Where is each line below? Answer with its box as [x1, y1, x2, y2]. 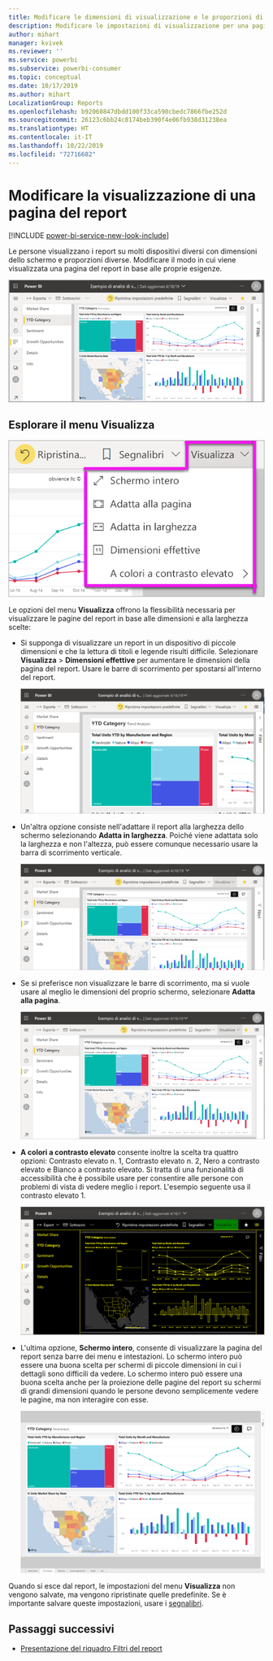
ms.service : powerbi [8, 56, 79, 64]
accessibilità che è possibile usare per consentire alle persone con [19, 1173, 244, 1183]
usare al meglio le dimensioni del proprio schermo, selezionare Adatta [19, 987, 256, 997]
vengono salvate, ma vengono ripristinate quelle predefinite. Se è [8, 1589, 227, 1600]
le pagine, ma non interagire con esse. [19, 1394, 149, 1404]
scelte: [8, 622, 31, 632]
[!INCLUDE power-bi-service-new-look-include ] [8, 230, 169, 240]
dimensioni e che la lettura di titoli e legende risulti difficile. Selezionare [19, 647, 258, 657]
